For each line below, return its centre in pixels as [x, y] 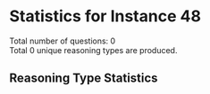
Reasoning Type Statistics [84, 78]
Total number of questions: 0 [63, 41]
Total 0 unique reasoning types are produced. [93, 50]
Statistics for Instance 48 [105, 16]
